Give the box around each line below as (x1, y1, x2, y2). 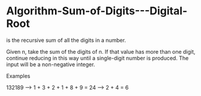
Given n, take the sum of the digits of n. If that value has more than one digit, (6, 48, 196, 55)
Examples (6, 72, 31, 79)
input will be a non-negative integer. (6, 61, 95, 68)
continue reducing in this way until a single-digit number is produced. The (6, 54, 189, 61)
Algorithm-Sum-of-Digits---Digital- (6, 4, 188, 18)
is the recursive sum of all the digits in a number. (6, 36, 126, 44)
